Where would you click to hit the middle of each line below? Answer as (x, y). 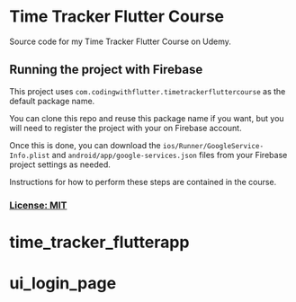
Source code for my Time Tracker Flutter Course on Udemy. (121, 41)
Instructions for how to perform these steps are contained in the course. (143, 182)
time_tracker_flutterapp (99, 242)
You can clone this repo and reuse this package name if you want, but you (147, 118)
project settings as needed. (60, 164)
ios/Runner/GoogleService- (213, 146)
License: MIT (38, 205)
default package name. (52, 101)
